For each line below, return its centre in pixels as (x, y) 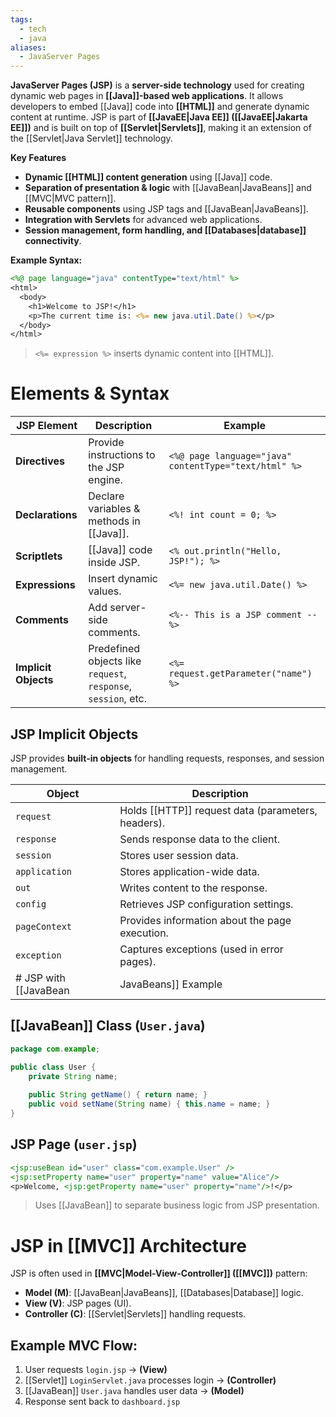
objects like (115, 661)
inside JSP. (114, 563)
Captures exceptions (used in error (201, 949)
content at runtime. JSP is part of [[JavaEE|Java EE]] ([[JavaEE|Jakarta (159, 117)
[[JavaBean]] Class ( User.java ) (108, 1026)
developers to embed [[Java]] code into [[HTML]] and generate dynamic (160, 107)
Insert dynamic (123, 579)
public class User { (53, 1067)
